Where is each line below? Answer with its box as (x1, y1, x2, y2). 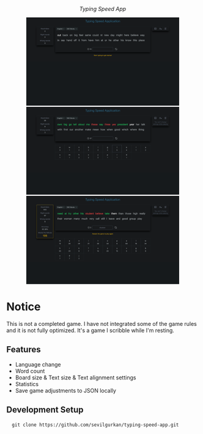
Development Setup (6, 405, 84, 415)
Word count (15, 367, 45, 374)
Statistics (15, 380, 39, 387)
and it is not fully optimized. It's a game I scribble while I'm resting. (6, 327, 174, 334)
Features (6, 344, 41, 355)
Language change (15, 360, 61, 368)
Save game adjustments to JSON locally (15, 387, 116, 394)
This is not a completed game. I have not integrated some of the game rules (6, 320, 197, 327)
